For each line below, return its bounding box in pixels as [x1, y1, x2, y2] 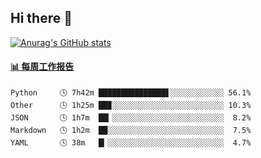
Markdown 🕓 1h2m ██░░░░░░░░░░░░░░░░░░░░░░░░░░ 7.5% [10, 126, 252, 136]
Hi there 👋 [10, 10, 73, 27]
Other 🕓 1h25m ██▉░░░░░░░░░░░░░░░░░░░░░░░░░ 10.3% [10, 101, 252, 111]
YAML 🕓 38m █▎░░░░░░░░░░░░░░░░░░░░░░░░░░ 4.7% [10, 138, 252, 148]
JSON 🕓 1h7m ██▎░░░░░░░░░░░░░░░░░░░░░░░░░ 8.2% [10, 113, 252, 123]
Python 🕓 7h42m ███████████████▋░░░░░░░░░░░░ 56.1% [10, 88, 252, 98]
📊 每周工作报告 [10, 61, 75, 73]
